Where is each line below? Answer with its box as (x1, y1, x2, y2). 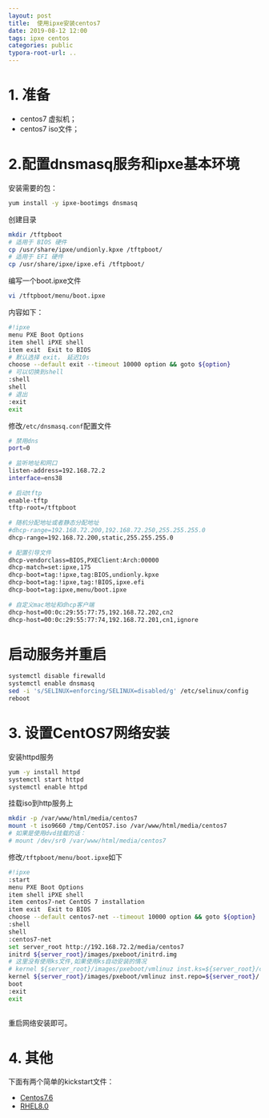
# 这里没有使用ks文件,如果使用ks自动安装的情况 (8, 958, 147, 966)
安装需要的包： (8, 183, 58, 192)
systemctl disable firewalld (8, 672, 106, 680)
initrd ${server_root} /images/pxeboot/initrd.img (8, 951, 178, 959)
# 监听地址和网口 (8, 459, 58, 467)
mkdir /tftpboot (8, 230, 62, 239)
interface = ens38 (8, 474, 62, 482)
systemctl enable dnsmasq (8, 680, 94, 688)
